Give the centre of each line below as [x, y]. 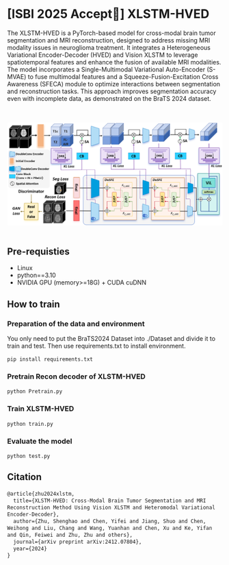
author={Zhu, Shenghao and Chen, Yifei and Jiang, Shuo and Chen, [110, 521]
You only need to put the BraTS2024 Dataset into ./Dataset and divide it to [111, 339]
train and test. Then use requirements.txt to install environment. [96, 346]
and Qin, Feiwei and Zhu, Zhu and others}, [70, 535]
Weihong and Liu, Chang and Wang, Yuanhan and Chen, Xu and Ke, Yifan [110, 528]
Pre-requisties [38, 252]
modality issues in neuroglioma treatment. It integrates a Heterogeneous [109, 47]
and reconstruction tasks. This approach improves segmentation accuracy [112, 91]
